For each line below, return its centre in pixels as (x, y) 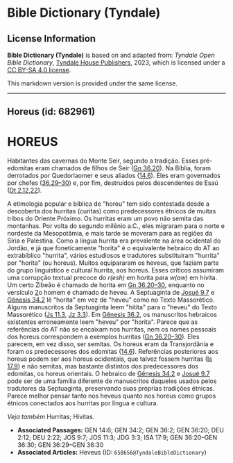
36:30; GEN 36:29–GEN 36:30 (60, 445)
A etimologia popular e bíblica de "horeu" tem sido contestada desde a (109, 204)
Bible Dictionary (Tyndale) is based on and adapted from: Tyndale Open (111, 55)
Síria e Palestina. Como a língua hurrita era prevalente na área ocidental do (114, 241)
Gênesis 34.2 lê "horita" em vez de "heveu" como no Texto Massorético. (111, 300)
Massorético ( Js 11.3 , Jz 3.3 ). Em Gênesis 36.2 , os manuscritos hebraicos (112, 315)
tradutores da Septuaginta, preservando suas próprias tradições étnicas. (111, 389)
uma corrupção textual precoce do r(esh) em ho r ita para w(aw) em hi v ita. (112, 278)
